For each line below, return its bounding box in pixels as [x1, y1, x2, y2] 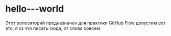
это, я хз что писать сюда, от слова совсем [5, 25, 101, 31]
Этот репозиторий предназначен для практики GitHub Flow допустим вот [5, 20, 166, 26]
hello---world [5, 3, 64, 15]
